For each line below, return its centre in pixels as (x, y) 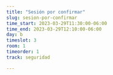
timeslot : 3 (21, 40)
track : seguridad (28, 57)
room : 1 (16, 46)
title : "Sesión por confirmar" (46, 12)
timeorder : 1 (23, 52)
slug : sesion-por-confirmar (42, 18)
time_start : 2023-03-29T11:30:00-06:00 (57, 23)
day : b (15, 35)
